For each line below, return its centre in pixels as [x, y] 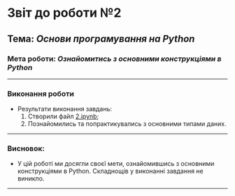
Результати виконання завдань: [65, 109]
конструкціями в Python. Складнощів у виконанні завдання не [111, 171]
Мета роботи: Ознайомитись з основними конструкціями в [114, 59]
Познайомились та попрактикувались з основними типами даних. [127, 124]
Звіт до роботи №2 [64, 13]
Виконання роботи [41, 94]
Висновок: [26, 148]
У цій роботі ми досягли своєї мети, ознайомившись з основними [116, 164]
